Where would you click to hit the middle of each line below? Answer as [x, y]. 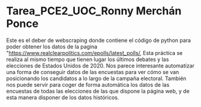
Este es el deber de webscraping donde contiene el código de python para [98, 40]
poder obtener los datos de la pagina [52, 47]
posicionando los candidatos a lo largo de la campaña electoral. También [96, 78]
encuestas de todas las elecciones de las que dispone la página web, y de [98, 91]
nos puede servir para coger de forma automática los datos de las [88, 84]
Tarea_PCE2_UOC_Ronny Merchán [94, 11]
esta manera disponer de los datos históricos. [63, 97]
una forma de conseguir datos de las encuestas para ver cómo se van [93, 72]
